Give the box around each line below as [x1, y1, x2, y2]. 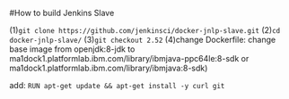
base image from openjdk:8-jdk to [9, 44, 136, 54]
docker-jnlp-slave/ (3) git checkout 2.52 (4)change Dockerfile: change [9, 35, 276, 45]
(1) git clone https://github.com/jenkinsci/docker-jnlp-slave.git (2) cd [9, 25, 281, 35]
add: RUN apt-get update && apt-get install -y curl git [9, 80, 225, 90]
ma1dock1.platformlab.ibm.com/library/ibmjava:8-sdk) [9, 62, 208, 73]
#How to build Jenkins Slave [9, 8, 115, 18]
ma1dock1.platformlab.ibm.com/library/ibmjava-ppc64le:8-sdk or [9, 54, 250, 63]
